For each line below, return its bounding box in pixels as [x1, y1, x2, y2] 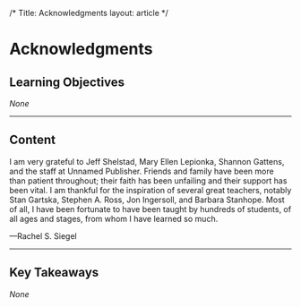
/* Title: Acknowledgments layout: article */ [9, 8, 168, 18]
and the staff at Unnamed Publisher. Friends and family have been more [9, 166, 275, 176]
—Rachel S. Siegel [9, 230, 78, 241]
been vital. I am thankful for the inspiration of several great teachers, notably [9, 184, 292, 195]
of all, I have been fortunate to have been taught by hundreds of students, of [9, 203, 292, 214]
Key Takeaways [9, 265, 99, 280]
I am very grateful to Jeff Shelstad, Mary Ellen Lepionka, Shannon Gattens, [9, 156, 285, 166]
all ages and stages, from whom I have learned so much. [9, 213, 219, 224]
